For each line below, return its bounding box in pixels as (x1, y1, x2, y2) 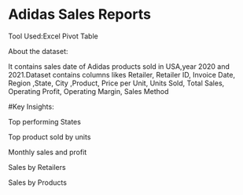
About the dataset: (8, 46, 68, 56)
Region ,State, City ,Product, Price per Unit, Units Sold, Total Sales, (8, 78, 225, 88)
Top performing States (8, 117, 81, 126)
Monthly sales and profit (8, 147, 87, 157)
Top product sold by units (8, 132, 91, 142)
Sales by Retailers (8, 162, 66, 172)
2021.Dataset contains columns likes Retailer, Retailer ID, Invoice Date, (8, 70, 236, 79)
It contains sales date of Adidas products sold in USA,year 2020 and (8, 61, 230, 71)
